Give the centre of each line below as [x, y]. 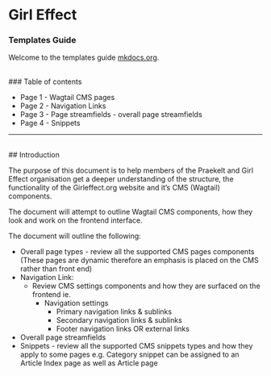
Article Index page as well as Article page [89, 363]
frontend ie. [51, 295]
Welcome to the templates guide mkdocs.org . [84, 57]
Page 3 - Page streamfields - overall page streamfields [111, 115]
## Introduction [34, 155]
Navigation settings [76, 303]
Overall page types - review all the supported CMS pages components [137, 252]
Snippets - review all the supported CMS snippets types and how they [136, 346]
